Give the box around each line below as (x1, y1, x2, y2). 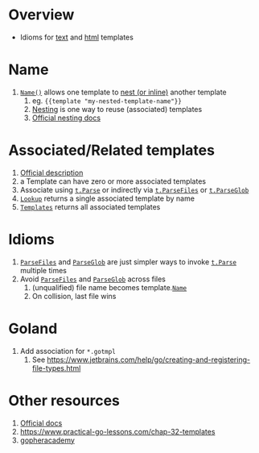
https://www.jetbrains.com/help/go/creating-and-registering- (47, 355, 251, 364)
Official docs (19, 418, 63, 428)
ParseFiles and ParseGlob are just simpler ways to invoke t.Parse (19, 256, 237, 267)
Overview (8, 6, 75, 24)
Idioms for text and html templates (19, 32, 134, 42)
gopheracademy (19, 435, 75, 445)
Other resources (8, 391, 121, 409)
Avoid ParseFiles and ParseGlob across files (19, 274, 166, 284)
